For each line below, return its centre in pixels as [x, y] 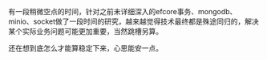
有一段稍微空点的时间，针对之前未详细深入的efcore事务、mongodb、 [123, 11]
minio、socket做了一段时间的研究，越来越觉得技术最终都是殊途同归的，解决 [133, 21]
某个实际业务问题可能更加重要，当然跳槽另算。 [85, 31]
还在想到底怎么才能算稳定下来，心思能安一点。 [85, 48]
